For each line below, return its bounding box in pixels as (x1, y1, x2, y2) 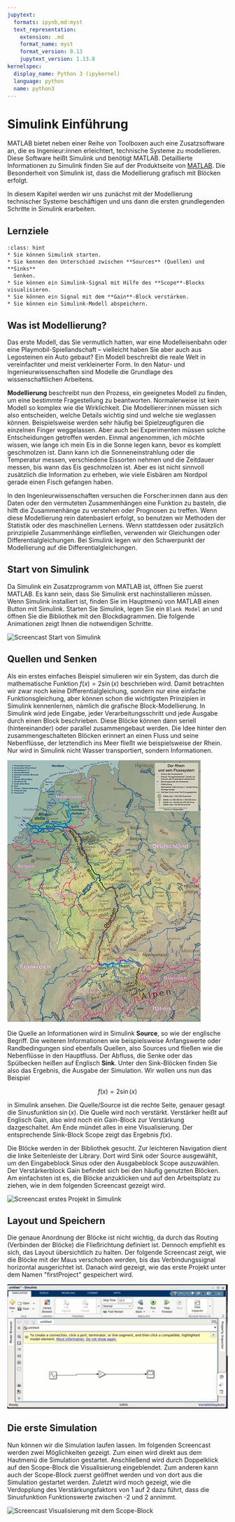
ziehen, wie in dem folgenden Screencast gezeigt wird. (7, 1181, 166, 1189)
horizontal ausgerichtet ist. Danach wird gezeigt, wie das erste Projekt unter (7, 1263, 226, 1272)
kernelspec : (7, 63, 42, 70)
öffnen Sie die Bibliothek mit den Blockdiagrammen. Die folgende (7, 612, 195, 620)
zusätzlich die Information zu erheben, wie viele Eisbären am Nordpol (7, 470, 208, 478)
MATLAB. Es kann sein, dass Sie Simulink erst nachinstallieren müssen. (7, 590, 212, 598)
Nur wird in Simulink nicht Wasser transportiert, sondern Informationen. (7, 746, 213, 755)
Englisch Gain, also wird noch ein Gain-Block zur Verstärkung (7, 1116, 185, 1124)
